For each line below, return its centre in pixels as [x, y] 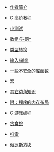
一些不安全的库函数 [29, 71]
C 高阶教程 [21, 18]
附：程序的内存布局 [29, 102]
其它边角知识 [23, 92]
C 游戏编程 [21, 113]
